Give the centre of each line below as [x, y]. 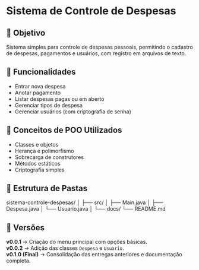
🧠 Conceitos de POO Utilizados [64, 130]
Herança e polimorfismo [44, 151]
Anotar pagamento [38, 93]
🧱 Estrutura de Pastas [47, 188]
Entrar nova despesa [40, 86]
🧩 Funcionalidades [41, 72]
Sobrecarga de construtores [49, 157]
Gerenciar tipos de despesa [49, 105]
